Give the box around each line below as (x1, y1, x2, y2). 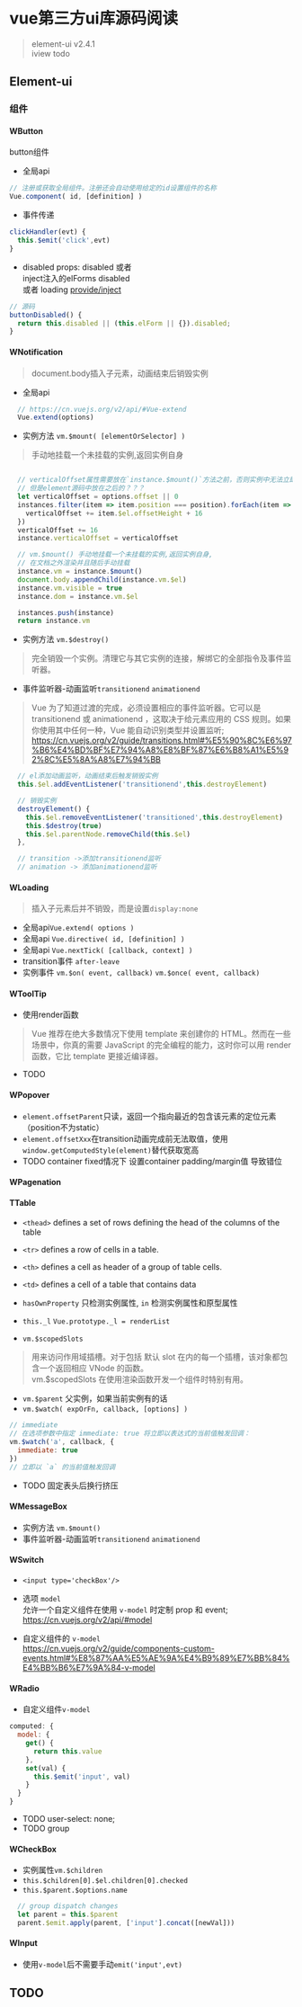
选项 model (22, 1593, 61, 1604)
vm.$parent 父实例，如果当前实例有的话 (22, 1393, 168, 1404)
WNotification (9, 346, 63, 357)
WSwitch (9, 1555, 45, 1565)
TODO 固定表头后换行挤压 (22, 1480, 119, 1491)
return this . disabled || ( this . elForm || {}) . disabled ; (17, 318, 231, 328)
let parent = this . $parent (17, 1910, 119, 1920)
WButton (9, 125, 43, 136)
